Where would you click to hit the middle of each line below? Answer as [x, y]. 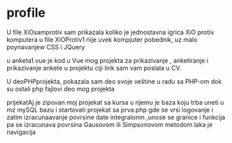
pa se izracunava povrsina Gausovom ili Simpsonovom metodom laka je [110, 124]
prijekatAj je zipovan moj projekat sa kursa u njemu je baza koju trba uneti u [115, 102]
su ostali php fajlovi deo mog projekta [60, 89]
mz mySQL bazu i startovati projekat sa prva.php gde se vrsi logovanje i [110, 110]
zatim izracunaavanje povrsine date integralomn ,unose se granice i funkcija [116, 117]
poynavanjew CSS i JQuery [46, 47]
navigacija [21, 132]
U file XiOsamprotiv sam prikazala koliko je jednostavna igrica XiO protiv [110, 32]
